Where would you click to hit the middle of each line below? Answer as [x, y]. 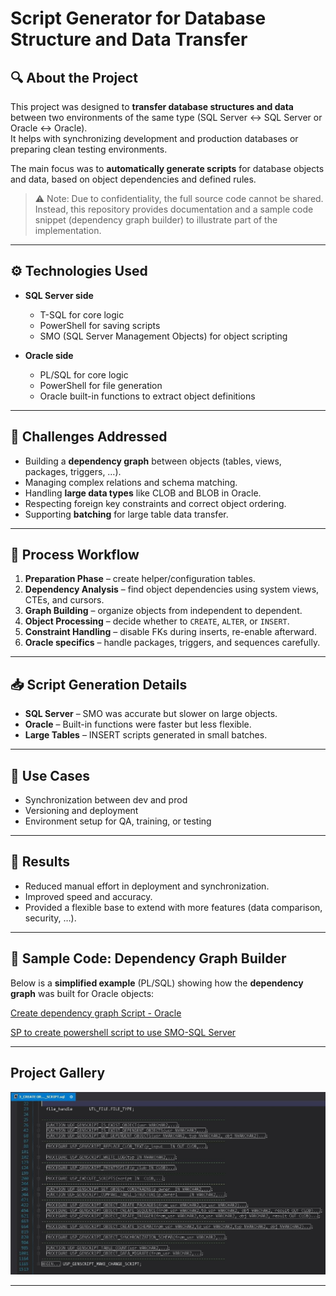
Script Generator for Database [138, 18]
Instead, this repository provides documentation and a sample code [174, 209]
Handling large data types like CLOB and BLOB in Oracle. [143, 493]
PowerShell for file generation [101, 385]
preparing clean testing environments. [89, 149]
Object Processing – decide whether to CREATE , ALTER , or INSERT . [157, 621]
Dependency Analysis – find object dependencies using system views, [172, 589]
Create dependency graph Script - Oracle [96, 1013]
